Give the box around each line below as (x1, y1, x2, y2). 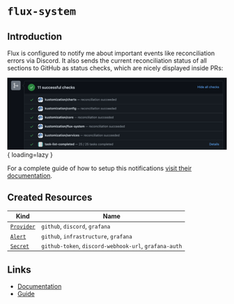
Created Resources (7, 192, 93, 204)
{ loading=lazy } (7, 150, 54, 159)
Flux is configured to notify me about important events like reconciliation (7, 49, 215, 57)
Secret (10, 243, 29, 250)
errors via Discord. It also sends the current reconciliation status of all (7, 56, 208, 65)
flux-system (7, 5, 77, 18)
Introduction (7, 31, 63, 43)
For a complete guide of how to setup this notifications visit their (7, 164, 192, 172)
